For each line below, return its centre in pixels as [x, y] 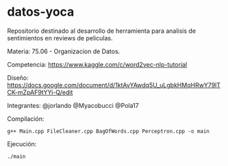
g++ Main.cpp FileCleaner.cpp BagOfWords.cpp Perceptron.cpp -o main [109, 131]
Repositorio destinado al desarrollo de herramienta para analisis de [102, 31]
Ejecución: [22, 143]
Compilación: [26, 119]
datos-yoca [41, 12]
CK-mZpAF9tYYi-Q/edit [40, 92]
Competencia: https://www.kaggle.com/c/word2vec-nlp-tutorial [97, 64]
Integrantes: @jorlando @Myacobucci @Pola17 [73, 105]
